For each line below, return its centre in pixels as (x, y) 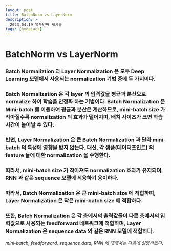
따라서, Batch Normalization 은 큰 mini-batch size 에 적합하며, (81, 193)
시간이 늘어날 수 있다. (30, 125)
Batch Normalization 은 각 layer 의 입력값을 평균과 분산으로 (76, 94)
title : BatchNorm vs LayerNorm (39, 15)
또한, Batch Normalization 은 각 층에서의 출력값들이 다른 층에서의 (82, 216)
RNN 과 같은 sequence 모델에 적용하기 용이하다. (62, 178)
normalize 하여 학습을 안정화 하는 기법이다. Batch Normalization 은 (85, 102)
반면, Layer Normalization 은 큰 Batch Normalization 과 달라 (78, 140)
